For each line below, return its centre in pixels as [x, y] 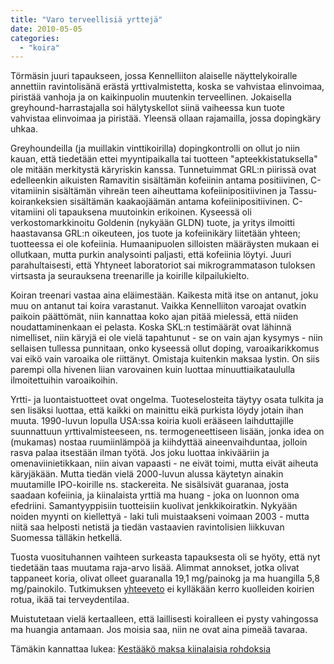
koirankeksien [39, 202]
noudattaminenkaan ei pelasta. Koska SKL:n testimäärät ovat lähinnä [151, 327]
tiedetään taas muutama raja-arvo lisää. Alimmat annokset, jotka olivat [155, 568]
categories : [35, 38]
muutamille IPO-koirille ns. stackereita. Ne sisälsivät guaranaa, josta [150, 485]
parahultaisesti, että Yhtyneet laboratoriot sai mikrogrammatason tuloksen [163, 265]
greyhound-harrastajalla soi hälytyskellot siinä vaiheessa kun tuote [147, 108]
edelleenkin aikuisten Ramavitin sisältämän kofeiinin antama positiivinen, [159, 180]
